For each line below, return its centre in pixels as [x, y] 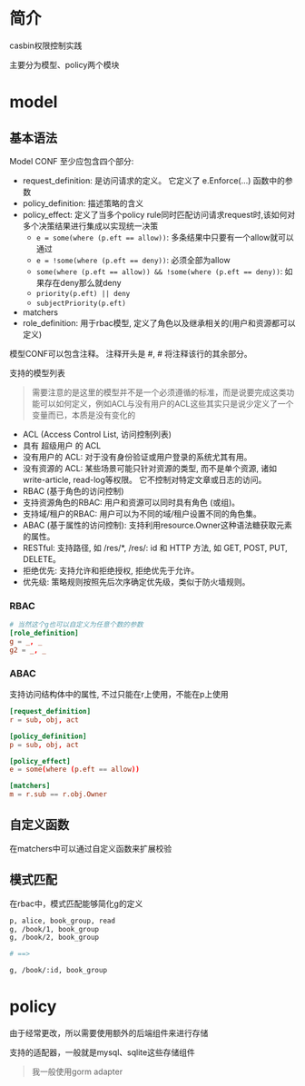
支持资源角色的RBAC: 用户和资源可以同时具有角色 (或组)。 [131, 502]
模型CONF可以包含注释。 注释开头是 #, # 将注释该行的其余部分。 [131, 353]
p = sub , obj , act [44, 745]
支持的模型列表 [37, 372]
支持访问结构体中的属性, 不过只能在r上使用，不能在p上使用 [119, 695]
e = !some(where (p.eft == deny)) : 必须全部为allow [133, 260]
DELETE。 [42, 558]
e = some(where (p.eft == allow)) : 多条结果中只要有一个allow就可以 [165, 237]
